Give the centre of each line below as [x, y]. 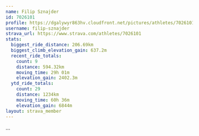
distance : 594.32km [40, 67]
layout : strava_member [34, 111]
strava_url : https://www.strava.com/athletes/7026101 [74, 34]
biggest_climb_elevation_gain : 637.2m [59, 50]
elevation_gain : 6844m [44, 105]
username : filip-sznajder [37, 28]
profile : [16, 23]
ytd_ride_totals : [32, 84]
